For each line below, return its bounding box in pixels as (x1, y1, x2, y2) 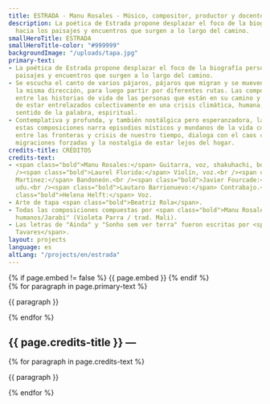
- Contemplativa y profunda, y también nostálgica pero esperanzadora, (8, 116, 253, 124)
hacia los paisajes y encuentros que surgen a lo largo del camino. (15, 27, 250, 35)
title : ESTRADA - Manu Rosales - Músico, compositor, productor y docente (8, 11, 264, 20)
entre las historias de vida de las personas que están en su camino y (15, 94, 261, 102)
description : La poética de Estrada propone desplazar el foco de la (8, 19, 247, 27)
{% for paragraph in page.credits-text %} (8, 357, 145, 366)
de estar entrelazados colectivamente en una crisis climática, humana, (15, 101, 264, 109)
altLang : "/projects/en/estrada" (8, 251, 121, 259)
